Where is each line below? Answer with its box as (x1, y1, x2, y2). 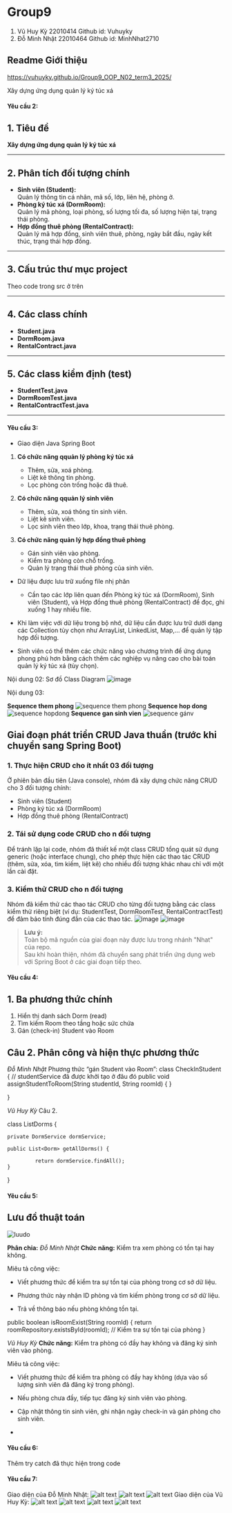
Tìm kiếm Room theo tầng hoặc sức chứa (17, 1019, 135, 1028)
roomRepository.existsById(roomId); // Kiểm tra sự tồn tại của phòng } (7, 1325, 206, 1334)
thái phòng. (17, 215, 50, 223)
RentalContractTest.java (17, 401, 89, 409)
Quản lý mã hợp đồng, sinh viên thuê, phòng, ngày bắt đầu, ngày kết (17, 229, 212, 238)
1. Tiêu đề (7, 122, 50, 134)
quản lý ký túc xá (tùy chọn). (17, 661, 99, 670)
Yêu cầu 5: (7, 1192, 38, 1200)
